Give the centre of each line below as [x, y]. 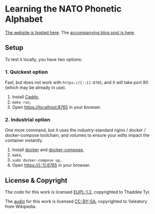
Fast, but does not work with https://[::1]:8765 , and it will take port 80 [77, 83]
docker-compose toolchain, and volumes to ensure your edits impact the [77, 135]
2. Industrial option [28, 119]
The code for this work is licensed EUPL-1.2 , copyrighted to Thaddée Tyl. [78, 192]
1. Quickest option [27, 72]
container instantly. [24, 141]
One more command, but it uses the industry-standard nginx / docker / [75, 130]
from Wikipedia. [21, 207]
